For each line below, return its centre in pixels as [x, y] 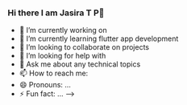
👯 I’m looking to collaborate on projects [84, 47]
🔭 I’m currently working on [63, 30]
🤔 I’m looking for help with [62, 56]
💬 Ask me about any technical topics [80, 64]
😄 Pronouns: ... [45, 85]
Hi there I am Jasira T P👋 [56, 13]
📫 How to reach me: [54, 73]
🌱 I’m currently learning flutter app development [99, 38]
